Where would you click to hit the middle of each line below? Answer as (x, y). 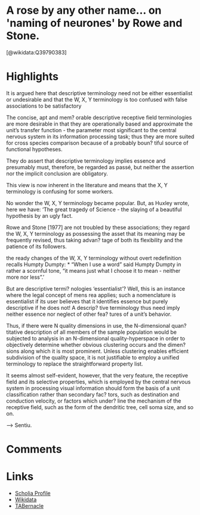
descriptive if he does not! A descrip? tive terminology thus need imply (93, 307)
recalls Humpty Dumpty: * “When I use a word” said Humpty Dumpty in (94, 264)
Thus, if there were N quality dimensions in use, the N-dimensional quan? (96, 325)
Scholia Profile (33, 493)
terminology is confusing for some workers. (60, 191)
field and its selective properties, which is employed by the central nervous (99, 382)
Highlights (32, 77)
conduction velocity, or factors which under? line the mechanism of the (94, 401)
